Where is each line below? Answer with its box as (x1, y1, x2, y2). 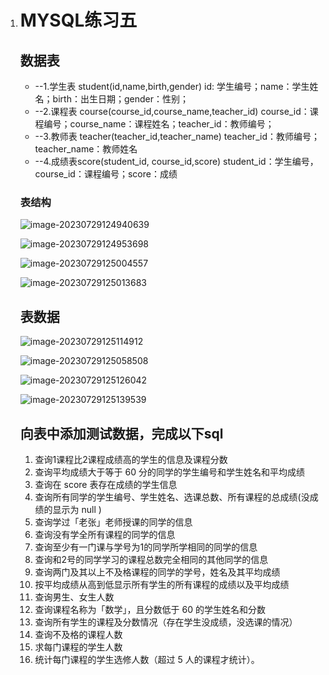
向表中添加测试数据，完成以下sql (19, 425, 224, 442)
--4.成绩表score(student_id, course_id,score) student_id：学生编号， (34, 156, 319, 167)
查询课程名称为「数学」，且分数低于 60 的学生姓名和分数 (34, 603, 266, 615)
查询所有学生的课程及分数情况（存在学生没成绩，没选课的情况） (34, 616, 298, 628)
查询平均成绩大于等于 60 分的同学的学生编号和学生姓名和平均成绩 (34, 466, 305, 478)
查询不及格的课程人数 (34, 628, 123, 640)
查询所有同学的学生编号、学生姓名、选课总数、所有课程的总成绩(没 (34, 491, 310, 503)
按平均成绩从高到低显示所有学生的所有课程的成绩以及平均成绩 (34, 578, 290, 590)
